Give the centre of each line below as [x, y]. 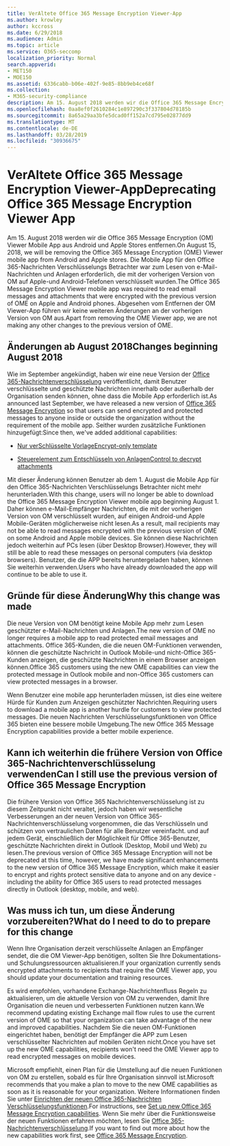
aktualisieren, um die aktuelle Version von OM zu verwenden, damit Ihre [108, 998]
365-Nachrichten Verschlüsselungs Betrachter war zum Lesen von [101, 267]
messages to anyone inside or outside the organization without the [101, 418]
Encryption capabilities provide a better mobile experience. [90, 731]
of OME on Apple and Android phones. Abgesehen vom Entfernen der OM [111, 303]
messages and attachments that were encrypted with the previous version [112, 296]
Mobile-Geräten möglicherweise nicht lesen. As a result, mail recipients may [114, 523]
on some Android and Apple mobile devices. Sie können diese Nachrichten [113, 538]
